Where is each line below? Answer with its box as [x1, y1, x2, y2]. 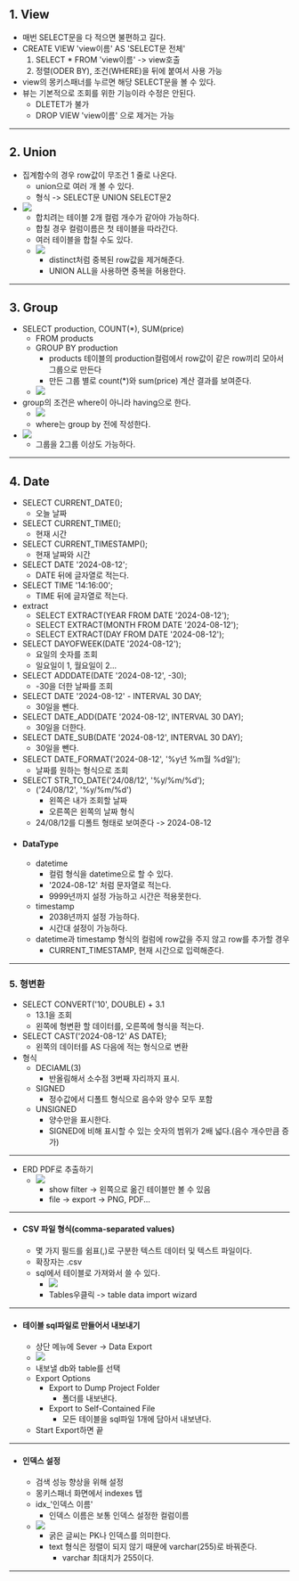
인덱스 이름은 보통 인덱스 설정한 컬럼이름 [48, 1511, 190, 1521]
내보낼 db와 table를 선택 [35, 1363, 121, 1374]
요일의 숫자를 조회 [35, 649, 98, 660]
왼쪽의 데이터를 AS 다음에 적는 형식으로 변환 [35, 1041, 189, 1051]
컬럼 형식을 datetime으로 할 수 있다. [48, 869, 174, 879]
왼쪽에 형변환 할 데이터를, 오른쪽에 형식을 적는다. [35, 1020, 205, 1031]
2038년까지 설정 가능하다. [48, 911, 140, 922]
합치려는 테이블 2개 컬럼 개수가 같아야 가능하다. [35, 211, 200, 222]
